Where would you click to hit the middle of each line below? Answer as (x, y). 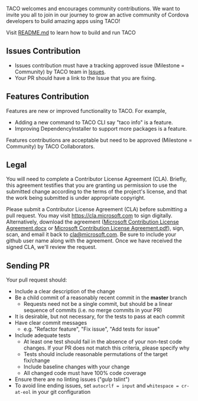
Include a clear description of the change (65, 292)
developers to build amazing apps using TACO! (63, 21)
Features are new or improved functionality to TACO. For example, (86, 111)
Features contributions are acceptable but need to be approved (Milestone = (99, 140)
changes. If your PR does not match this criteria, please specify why (106, 348)
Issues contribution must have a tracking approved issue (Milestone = (100, 65)
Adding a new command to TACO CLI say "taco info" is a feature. (94, 122)
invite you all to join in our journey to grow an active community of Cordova (98, 15)
